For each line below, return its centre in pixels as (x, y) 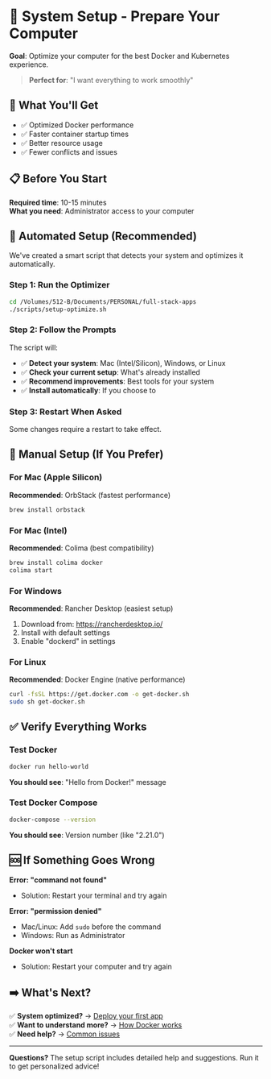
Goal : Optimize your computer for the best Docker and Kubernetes (119, 56)
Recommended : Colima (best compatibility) (82, 548)
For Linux (28, 662)
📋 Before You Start (58, 179)
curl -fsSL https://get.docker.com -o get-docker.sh (99, 695)
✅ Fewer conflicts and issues (69, 151)
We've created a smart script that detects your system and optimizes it (126, 255)
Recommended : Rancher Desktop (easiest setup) (91, 608)
